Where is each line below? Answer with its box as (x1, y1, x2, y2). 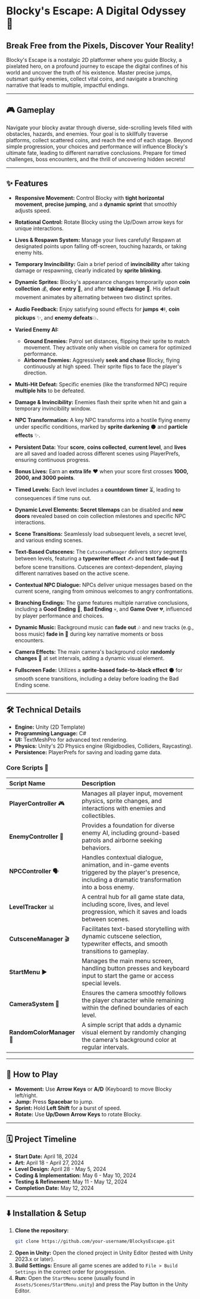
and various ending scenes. (14, 536, 83, 544)
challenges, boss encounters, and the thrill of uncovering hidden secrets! (6, 155, 186, 163)
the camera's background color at (81, 1035, 177, 1044)
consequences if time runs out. (14, 494, 92, 501)
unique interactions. (14, 224, 64, 232)
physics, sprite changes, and (81, 797, 162, 805)
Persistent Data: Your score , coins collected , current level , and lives (14, 444, 186, 451)
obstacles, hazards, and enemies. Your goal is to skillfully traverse (6, 130, 168, 138)
